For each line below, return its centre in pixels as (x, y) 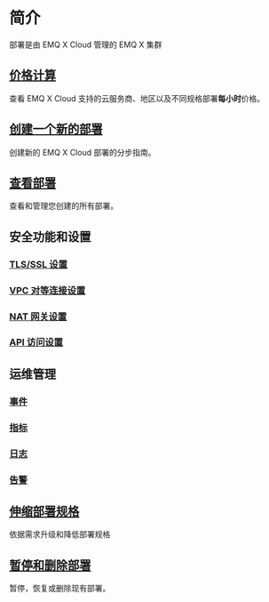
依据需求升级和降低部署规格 (60, 534)
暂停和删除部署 (50, 565)
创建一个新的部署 (56, 129)
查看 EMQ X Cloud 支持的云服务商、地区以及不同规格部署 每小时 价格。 (137, 98)
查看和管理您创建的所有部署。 (63, 206)
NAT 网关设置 (38, 317)
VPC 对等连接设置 (47, 290)
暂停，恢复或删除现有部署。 (60, 589)
